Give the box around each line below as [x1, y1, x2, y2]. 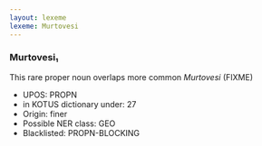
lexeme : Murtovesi [9, 22, 79, 31]
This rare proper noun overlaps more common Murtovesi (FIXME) [9, 71, 254, 82]
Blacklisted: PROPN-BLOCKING [22, 127, 141, 138]
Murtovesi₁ [9, 51, 59, 64]
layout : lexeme [9, 13, 67, 23]
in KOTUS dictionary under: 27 [22, 98, 137, 109]
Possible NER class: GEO [22, 118, 116, 129]
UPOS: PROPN [22, 89, 77, 100]
